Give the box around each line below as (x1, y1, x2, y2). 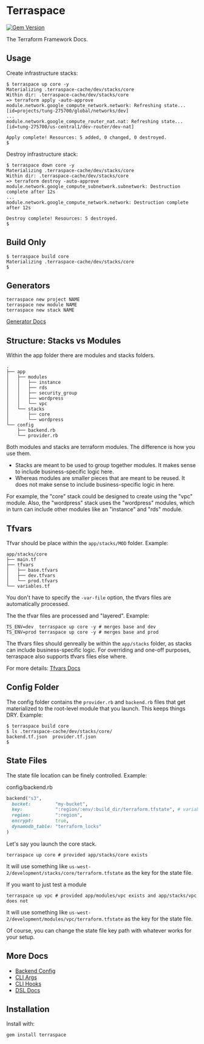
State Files (6, 756, 47, 766)
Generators (6, 280, 50, 291)
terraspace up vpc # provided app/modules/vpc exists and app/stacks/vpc (6, 893, 197, 899)
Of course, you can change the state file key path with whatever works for (6, 927, 192, 934)
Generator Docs (6, 318, 47, 325)
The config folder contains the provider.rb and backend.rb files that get (6, 698, 186, 706)
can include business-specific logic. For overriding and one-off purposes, (6, 646, 191, 653)
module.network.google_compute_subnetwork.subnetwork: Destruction (6, 183, 181, 189)
